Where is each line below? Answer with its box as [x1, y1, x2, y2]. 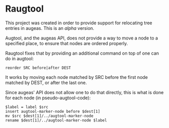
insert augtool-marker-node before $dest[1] [5, 109, 100, 114]
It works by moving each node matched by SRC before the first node [5, 74, 148, 80]
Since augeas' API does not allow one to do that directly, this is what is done [5, 89, 164, 95]
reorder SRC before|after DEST [5, 65, 71, 70]
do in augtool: [5, 55, 34, 61]
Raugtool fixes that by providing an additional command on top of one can [5, 50, 159, 56]
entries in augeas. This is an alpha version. [5, 25, 94, 31]
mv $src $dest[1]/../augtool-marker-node [5, 113, 94, 118]
